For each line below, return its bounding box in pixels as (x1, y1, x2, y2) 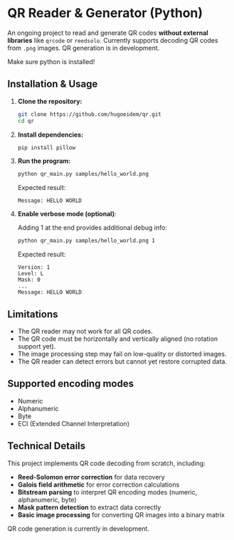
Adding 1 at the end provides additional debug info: (17, 223, 167, 232)
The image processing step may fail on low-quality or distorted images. (17, 349, 227, 358)
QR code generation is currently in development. (7, 524, 149, 533)
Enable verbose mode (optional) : (17, 210, 117, 218)
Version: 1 (17, 264, 50, 271)
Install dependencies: (17, 130, 84, 139)
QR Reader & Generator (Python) (7, 5, 203, 21)
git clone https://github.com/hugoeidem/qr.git (17, 110, 161, 118)
